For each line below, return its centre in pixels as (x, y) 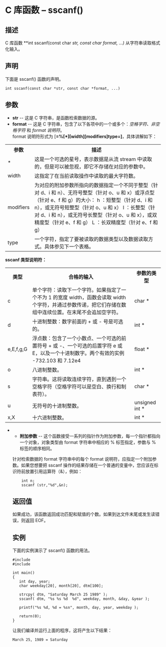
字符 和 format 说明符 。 (41, 130)
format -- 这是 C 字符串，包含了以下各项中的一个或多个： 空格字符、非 (84, 124)
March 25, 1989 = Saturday (40, 640)
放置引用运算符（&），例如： (54, 471)
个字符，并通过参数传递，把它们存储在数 (79, 304)
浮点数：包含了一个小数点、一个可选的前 (79, 338)
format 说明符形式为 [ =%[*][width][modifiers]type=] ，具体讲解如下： (84, 136)
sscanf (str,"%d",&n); (45, 485)
